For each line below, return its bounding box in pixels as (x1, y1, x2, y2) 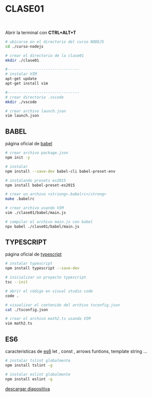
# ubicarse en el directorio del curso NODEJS (5, 39, 104, 44)
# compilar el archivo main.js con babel (5, 219, 93, 224)
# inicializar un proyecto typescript (5, 275, 86, 280)
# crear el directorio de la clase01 (5, 53, 84, 58)
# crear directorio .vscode (5, 94, 64, 100)
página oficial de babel (5, 141, 53, 147)
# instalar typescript (5, 261, 53, 266)
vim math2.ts (5, 321, 33, 326)
